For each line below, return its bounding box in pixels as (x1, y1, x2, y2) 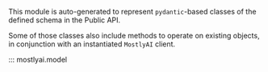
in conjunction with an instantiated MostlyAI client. (8, 39, 176, 49)
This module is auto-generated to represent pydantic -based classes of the (8, 7, 257, 16)
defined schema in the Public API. (8, 15, 121, 25)
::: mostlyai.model (8, 55, 67, 64)
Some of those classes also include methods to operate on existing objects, (8, 31, 260, 40)
